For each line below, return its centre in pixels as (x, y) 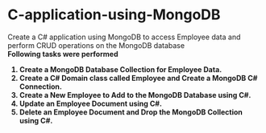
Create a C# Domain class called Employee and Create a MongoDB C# (138, 78)
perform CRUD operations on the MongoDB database (96, 45)
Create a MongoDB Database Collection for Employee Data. (121, 69)
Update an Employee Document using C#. (91, 103)
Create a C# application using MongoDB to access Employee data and (124, 37)
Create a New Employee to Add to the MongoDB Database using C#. (135, 95)
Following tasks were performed (63, 54)
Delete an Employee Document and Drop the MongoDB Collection (131, 112)
